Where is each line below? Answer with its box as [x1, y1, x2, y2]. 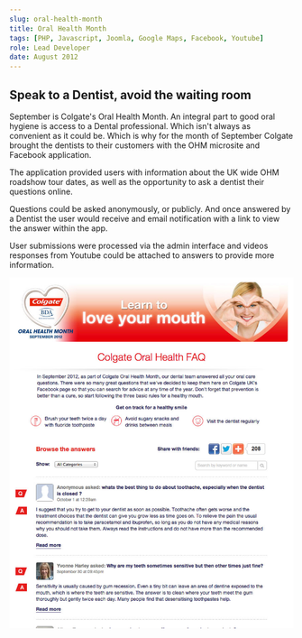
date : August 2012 [9, 52, 78, 62]
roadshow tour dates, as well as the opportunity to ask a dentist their [9, 176, 264, 187]
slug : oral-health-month [9, 14, 103, 23]
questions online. [9, 186, 74, 197]
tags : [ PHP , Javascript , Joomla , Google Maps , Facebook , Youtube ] [9, 33, 264, 42]
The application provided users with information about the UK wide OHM [9, 167, 279, 178]
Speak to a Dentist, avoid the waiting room [9, 87, 252, 103]
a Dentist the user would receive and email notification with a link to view [9, 213, 280, 224]
